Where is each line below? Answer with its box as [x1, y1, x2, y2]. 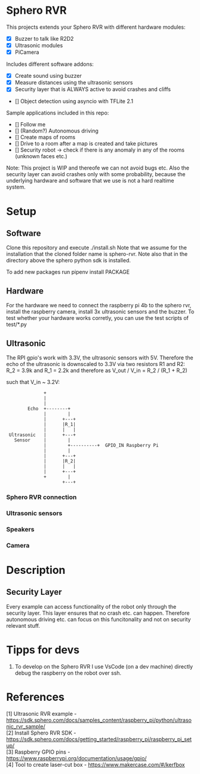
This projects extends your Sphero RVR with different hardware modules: [6, 23, 186, 31]
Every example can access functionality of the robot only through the [6, 603, 177, 610]
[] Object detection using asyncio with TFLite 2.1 [14, 98, 134, 105]
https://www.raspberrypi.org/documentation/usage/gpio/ [6, 754, 147, 761]
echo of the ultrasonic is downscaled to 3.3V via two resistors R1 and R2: [6, 360, 185, 367]
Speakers [6, 525, 35, 533]
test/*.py [6, 321, 27, 328]
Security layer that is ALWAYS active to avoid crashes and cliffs [14, 86, 171, 93]
